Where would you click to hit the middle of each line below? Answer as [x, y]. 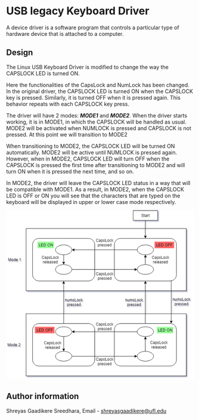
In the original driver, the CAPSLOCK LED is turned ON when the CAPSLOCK [100, 91]
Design [20, 53]
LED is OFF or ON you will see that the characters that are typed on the [93, 196]
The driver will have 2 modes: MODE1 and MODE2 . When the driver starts [97, 115]
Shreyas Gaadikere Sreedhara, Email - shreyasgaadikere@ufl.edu [86, 410]
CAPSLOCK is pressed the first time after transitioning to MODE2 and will [96, 165]
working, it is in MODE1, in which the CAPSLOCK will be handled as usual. [96, 122]
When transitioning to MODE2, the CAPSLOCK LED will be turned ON [91, 146]
